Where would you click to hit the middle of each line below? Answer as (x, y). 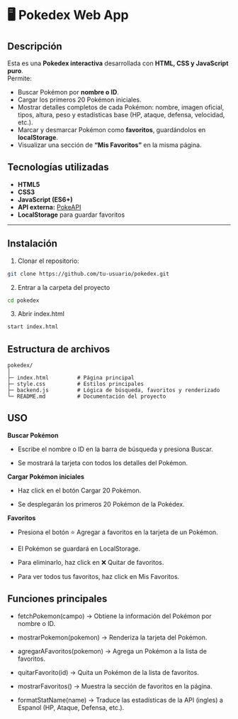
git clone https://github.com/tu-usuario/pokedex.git (89, 274)
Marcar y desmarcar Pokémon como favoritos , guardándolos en (112, 130)
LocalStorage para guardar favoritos (71, 215)
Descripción (35, 46)
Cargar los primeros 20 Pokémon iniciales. (79, 99)
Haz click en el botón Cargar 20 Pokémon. (79, 490)
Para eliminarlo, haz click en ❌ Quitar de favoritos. (91, 562)
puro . (15, 71)
